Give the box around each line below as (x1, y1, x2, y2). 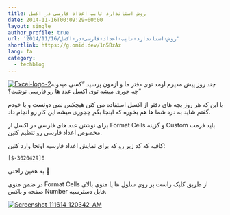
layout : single (8, 23, 51, 29)
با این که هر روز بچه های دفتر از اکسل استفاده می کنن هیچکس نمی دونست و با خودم (8, 100, 224, 108)
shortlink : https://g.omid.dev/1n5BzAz (8, 42, 122, 49)
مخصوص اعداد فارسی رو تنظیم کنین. (8, 128, 102, 136)
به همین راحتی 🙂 (8, 166, 50, 175)
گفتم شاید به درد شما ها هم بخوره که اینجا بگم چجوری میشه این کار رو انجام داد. (8, 107, 211, 116)
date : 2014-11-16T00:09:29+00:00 (8, 16, 103, 23)
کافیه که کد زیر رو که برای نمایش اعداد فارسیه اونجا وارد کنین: (8, 141, 166, 149)
